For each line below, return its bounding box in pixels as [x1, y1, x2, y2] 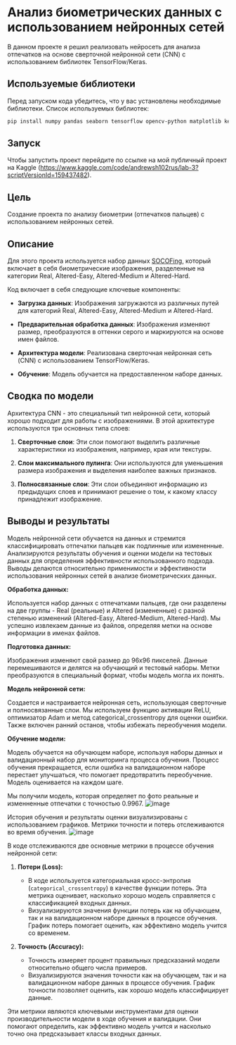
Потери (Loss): [17, 862, 63, 871]
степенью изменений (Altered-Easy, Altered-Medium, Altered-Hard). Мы [7, 614, 221, 622]
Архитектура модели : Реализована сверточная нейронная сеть [17, 349, 212, 357]
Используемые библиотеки [7, 78, 136, 90]
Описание [7, 237, 54, 250]
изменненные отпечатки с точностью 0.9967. [7, 799, 144, 808]
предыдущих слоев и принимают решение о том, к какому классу [17, 487, 218, 495]
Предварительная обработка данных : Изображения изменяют [17, 320, 211, 328]
